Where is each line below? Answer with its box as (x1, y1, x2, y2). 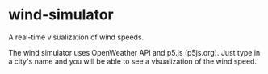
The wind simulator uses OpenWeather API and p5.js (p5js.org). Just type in (8, 47, 261, 57)
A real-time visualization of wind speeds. (8, 32, 144, 42)
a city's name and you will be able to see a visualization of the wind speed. (8, 56, 257, 66)
